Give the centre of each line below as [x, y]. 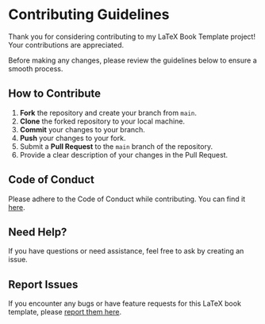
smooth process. [36, 68]
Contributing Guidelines [89, 15]
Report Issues [43, 284]
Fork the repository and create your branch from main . [108, 112]
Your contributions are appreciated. [66, 44]
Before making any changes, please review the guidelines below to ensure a [132, 60]
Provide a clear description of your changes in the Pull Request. [124, 154]
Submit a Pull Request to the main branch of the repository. [116, 146]
